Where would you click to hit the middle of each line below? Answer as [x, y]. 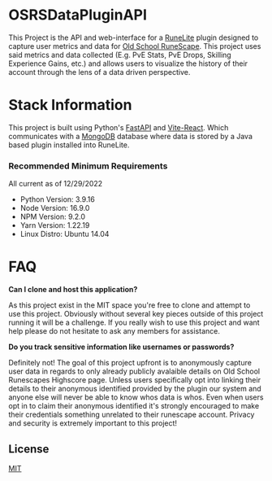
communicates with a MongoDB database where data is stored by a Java [131, 136]
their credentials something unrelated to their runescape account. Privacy [132, 415]
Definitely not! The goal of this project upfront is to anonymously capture [130, 363]
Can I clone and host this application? [73, 290]
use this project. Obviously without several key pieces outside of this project [136, 314]
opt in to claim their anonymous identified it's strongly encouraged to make [134, 406]
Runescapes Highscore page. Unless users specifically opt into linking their [135, 380]
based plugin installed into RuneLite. [69, 145]
